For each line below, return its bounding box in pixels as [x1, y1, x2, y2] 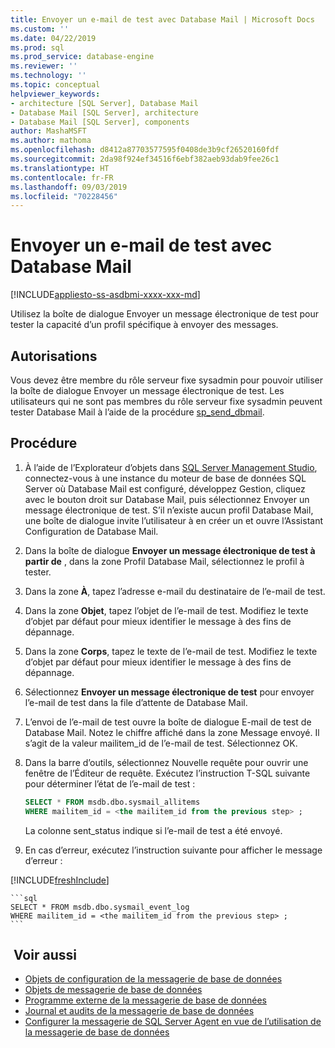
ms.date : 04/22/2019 [10, 33, 97, 43]
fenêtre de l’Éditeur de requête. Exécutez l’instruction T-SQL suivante [24, 767, 311, 779]
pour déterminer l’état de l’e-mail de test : [24, 777, 196, 790]
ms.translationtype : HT [10, 163, 110, 173]
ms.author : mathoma [10, 136, 92, 146]
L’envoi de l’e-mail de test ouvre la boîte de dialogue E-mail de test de [24, 716, 312, 728]
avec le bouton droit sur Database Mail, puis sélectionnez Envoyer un [24, 493, 310, 505]
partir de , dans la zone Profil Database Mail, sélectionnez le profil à [24, 555, 305, 567]
